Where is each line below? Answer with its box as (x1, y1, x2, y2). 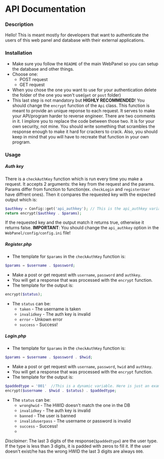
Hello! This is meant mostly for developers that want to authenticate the (5, 32, 149, 38)
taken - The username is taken (19, 306, 81, 312)
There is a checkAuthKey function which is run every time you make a (5, 176, 143, 182)
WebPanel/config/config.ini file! (5, 230, 71, 236)
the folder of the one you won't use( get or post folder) (12, 92, 121, 98)
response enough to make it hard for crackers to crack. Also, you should (12, 129, 158, 135)
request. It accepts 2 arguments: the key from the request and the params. (5, 181, 155, 187)
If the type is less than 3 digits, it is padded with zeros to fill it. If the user (5, 443, 151, 449)
